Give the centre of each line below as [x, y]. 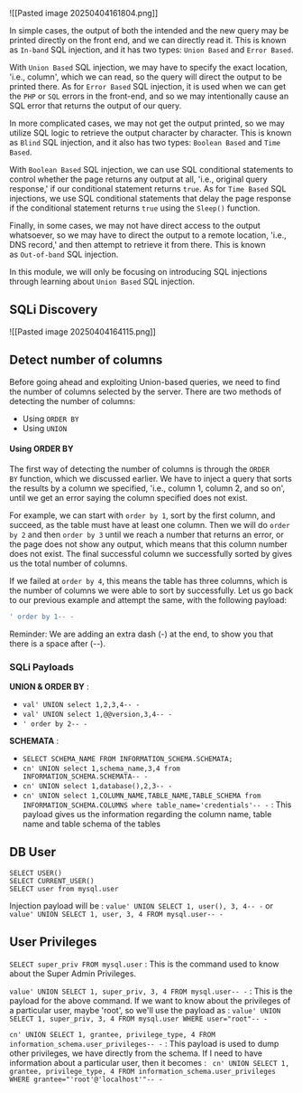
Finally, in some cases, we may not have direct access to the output [135, 226]
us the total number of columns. [69, 563]
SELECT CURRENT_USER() [52, 881]
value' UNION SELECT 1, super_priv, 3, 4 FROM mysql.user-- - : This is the [151, 991]
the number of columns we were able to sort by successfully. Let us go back [151, 590]
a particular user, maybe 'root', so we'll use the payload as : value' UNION [145, 1010]
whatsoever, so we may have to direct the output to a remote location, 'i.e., [148, 235]
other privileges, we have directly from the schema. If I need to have [136, 1053]
